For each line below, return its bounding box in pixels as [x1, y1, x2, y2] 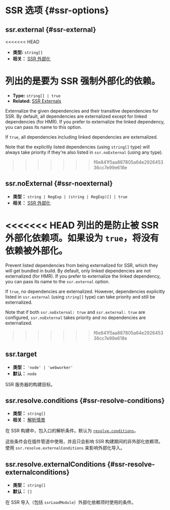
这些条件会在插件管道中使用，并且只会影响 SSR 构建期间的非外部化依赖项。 [5, 439, 163, 445]
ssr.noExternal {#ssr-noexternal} [5, 179, 113, 188]
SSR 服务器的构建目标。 [5, 381, 55, 387]
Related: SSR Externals [12, 98, 62, 104]
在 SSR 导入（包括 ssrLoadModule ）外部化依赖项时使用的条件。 [5, 499, 136, 505]
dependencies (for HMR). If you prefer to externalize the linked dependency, [5, 118, 165, 125]
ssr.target [5, 350, 37, 359]
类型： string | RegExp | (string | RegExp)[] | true [12, 193, 128, 199]
